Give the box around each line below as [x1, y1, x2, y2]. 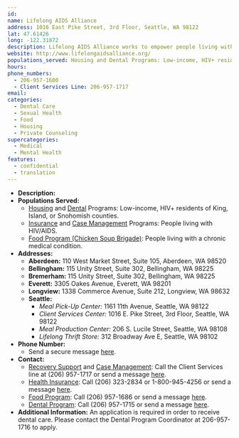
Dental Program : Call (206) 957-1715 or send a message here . [28, 400, 210, 409]
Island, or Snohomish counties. [28, 211, 119, 220]
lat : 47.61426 [7, 30, 50, 38]
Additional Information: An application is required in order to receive [17, 407, 221, 416]
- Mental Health [14, 149, 62, 156]
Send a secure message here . [28, 347, 116, 356]
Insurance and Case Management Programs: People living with [28, 218, 213, 228]
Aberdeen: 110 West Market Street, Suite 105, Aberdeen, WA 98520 [28, 257, 227, 265]
